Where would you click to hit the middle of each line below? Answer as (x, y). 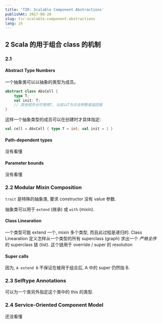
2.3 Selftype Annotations (36, 281)
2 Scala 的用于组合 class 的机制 (53, 44)
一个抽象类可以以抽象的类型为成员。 (42, 82)
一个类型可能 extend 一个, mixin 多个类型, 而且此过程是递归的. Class (74, 232)
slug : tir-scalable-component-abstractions (50, 19)
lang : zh (14, 23)
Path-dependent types (29, 140)
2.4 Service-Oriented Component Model (54, 305)
